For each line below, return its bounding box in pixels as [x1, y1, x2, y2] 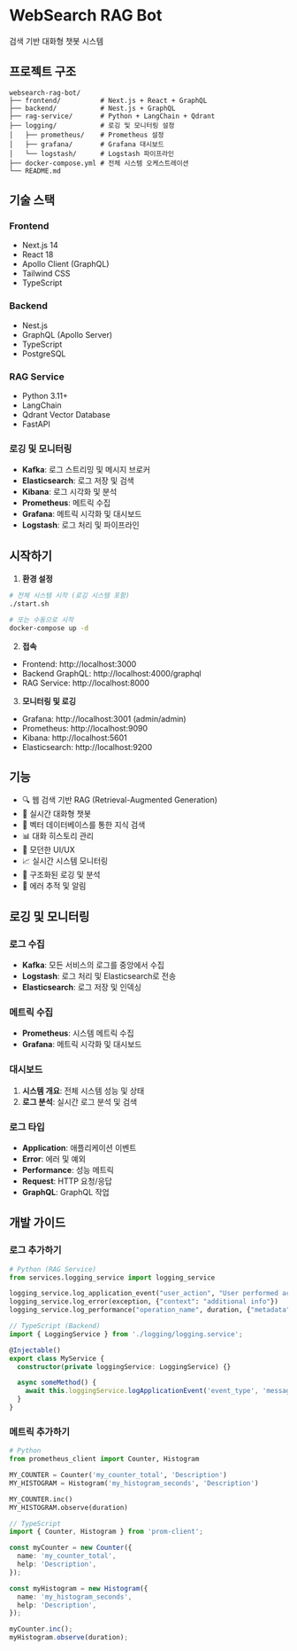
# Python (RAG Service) [9, 1264, 97, 1273]
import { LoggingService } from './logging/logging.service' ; [9, 1329, 243, 1339]
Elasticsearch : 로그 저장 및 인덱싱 [21, 982, 141, 993]
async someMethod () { [17, 1378, 97, 1388]
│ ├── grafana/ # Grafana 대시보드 [9, 139, 164, 149]
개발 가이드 [9, 1216, 66, 1231]
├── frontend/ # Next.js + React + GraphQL [9, 96, 208, 105]
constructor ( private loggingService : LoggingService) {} [17, 1362, 232, 1371]
